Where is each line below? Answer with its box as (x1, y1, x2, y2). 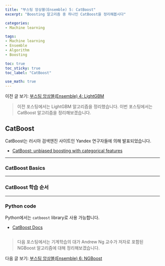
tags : (5, 34, 16, 39)
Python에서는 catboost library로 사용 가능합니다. (5, 214, 100, 220)
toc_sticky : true (5, 66, 41, 71)
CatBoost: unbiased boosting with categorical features (12, 148, 123, 154)
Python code (5, 203, 36, 210)
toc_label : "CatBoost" (5, 70, 52, 75)
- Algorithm (5, 48, 29, 53)
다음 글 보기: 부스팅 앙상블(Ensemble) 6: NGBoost (5, 255, 102, 261)
